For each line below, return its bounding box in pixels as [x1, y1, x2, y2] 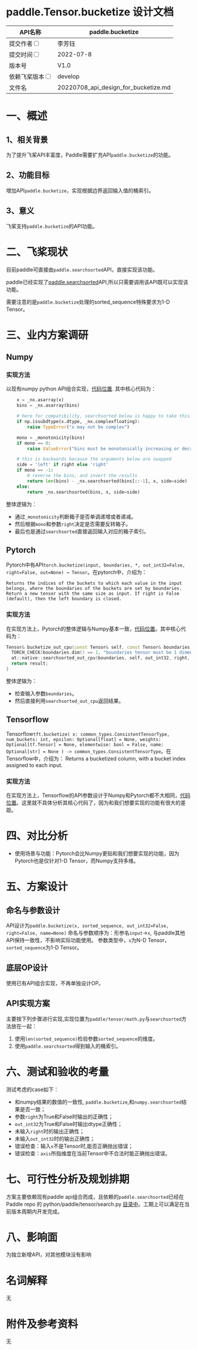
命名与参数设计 [6, 905, 60, 915]
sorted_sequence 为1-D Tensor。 [6, 944, 82, 951]
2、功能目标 [6, 170, 50, 180]
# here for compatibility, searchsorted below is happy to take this [16, 413, 191, 419]
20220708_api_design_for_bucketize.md [57, 83, 171, 91]
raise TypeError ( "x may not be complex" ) [27, 424, 130, 430]
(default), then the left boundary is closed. [6, 596, 122, 602]
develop [57, 72, 80, 80]
